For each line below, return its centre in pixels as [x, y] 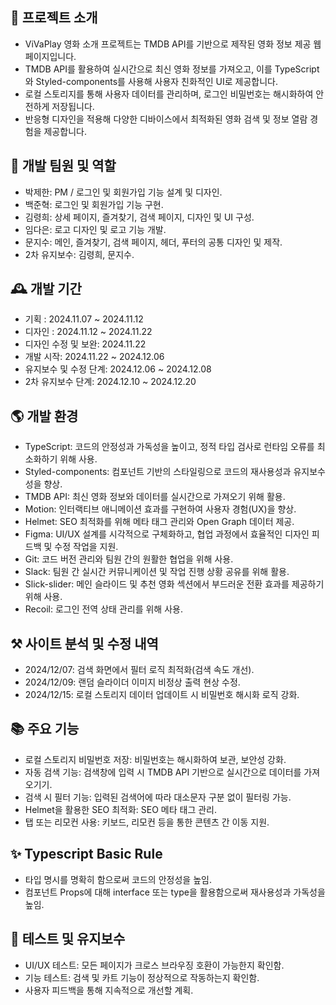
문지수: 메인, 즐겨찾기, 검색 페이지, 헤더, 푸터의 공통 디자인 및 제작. [153, 242]
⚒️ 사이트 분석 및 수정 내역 [84, 643]
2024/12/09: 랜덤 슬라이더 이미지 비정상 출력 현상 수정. [132, 682]
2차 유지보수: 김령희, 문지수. [79, 254]
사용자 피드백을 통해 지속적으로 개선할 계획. [109, 990]
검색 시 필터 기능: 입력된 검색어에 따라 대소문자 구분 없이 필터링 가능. [158, 797]
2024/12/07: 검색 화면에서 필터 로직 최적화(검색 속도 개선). [139, 670]
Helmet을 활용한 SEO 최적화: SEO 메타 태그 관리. [121, 809]
